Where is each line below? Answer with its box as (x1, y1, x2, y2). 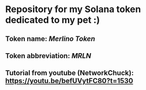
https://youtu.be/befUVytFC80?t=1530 (5, 77, 133, 85)
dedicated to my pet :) (5, 14, 100, 26)
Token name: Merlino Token (5, 34, 96, 43)
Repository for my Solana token (5, 4, 141, 15)
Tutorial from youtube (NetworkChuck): (5, 69, 134, 77)
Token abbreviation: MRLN (5, 52, 92, 60)
